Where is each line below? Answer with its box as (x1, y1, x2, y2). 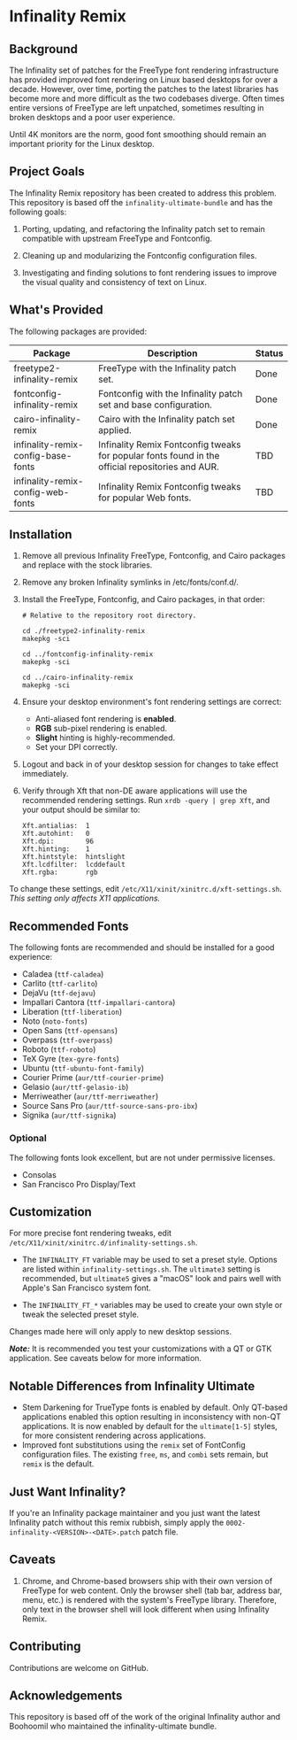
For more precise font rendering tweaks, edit (9, 1228, 172, 1239)
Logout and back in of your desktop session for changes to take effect (21, 759, 278, 769)
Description (147, 347, 198, 360)
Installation (9, 527, 72, 542)
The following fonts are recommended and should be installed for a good (9, 942, 275, 953)
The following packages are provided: (9, 326, 148, 336)
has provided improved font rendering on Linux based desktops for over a (9, 74, 278, 85)
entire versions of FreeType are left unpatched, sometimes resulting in (9, 103, 264, 112)
